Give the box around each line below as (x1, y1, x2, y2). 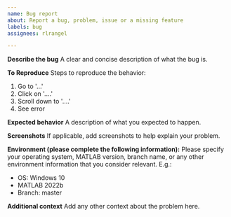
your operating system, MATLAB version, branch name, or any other (7, 153, 204, 161)
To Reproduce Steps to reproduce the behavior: (7, 69, 146, 77)
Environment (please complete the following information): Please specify (7, 145, 225, 154)
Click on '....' (17, 90, 53, 98)
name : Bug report (7, 10, 58, 17)
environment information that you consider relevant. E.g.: (7, 160, 172, 169)
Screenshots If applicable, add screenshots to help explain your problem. (7, 132, 220, 140)
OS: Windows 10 (17, 174, 65, 182)
